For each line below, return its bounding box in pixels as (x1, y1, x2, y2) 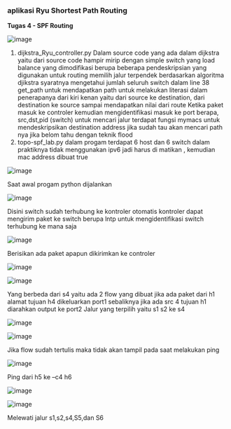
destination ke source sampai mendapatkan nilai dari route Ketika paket (17, 101, 224, 109)
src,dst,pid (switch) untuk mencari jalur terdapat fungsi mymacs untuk (17, 116, 220, 124)
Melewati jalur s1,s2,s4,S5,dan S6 (7, 414, 104, 422)
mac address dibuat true (17, 153, 89, 161)
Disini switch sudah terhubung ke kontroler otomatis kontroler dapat (7, 207, 203, 216)
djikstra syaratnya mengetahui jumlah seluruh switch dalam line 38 (17, 79, 210, 87)
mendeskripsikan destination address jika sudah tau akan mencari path (17, 123, 223, 132)
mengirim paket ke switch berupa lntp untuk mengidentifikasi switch (7, 214, 204, 223)
